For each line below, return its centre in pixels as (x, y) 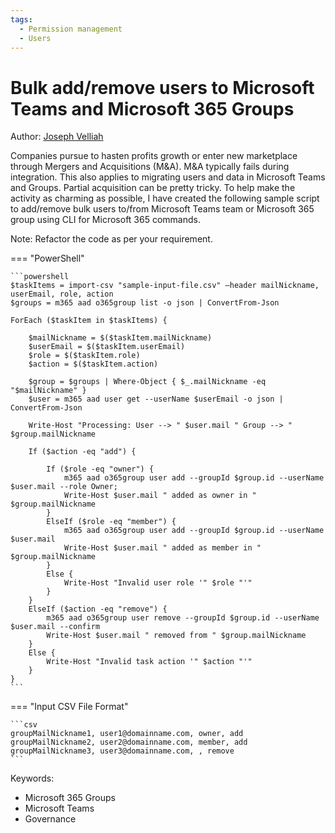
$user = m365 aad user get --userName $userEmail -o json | (156, 399)
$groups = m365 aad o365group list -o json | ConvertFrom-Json (145, 303)
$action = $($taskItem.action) (93, 364)
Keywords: (32, 778)
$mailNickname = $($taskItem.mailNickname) (120, 338)
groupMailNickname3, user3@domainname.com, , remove (122, 751)
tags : (21, 19)
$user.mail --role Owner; (64, 487)
